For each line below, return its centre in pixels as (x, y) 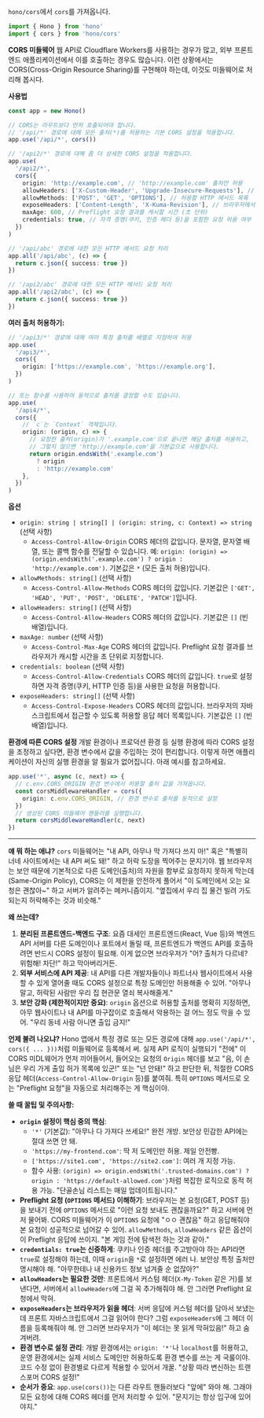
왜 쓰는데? (24, 917)
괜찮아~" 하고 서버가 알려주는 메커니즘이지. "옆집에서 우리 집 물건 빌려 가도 (137, 890)
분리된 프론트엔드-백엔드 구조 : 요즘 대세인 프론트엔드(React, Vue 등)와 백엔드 (137, 934)
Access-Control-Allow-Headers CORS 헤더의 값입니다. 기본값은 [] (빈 (140, 617)
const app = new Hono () (47, 111)
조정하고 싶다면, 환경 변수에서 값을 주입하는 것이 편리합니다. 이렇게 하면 (125, 752)
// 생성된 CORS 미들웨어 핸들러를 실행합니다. (79, 813)
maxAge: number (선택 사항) (61, 637)
